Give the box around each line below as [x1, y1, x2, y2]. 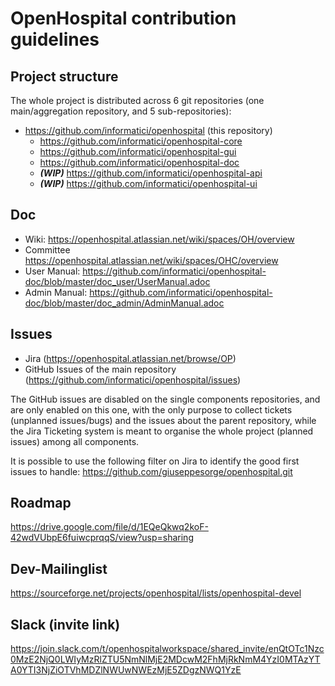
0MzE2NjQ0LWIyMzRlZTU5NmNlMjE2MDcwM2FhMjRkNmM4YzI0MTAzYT [10, 653, 321, 666]
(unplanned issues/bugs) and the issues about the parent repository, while [10, 414, 317, 426]
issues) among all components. [10, 435, 140, 447]
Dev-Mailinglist [10, 560, 108, 577]
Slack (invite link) [10, 616, 121, 633]
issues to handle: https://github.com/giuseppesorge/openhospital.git [10, 465, 293, 477]
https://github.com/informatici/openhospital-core [39, 135, 243, 147]
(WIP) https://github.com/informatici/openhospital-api [39, 167, 263, 179]
